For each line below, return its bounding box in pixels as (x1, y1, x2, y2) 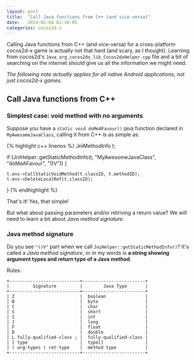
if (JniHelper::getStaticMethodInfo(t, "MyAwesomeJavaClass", (6, 153, 156, 161)
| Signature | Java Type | (6, 283, 148, 289)
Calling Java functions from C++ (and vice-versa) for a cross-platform (6, 41, 176, 48)
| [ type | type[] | (6, 340, 148, 345)
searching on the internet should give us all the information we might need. (6, 60, 187, 67)
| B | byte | (6, 299, 148, 304)
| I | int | (6, 314, 148, 320)
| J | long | (6, 319, 148, 325)
